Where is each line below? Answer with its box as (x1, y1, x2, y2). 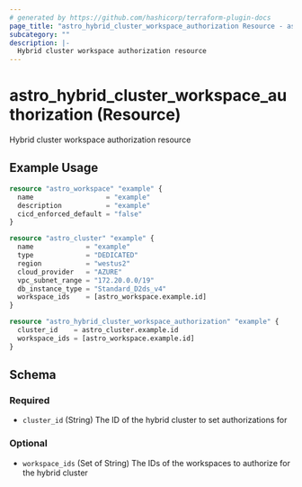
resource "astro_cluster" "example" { (9, 234, 155, 243)
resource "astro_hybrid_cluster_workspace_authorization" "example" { (9, 317, 280, 327)
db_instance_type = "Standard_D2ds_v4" (17, 284, 167, 293)
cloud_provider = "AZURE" (17, 267, 123, 276)
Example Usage (9, 160, 99, 176)
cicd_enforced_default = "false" (17, 209, 143, 219)
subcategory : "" (9, 30, 70, 39)
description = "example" (17, 201, 151, 210)
